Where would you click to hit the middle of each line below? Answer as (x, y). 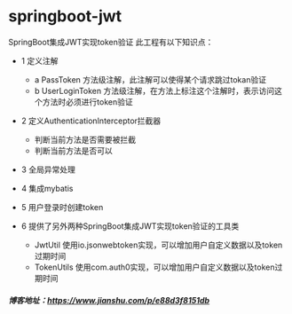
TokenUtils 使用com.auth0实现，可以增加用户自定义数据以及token (154, 267)
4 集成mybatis (47, 188)
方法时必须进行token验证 (88, 102)
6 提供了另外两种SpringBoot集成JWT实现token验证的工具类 (130, 226)
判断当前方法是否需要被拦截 (85, 139)
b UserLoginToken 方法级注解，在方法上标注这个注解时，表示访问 (154, 90)
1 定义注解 (39, 60)
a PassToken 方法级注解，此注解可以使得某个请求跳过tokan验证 (150, 79)
